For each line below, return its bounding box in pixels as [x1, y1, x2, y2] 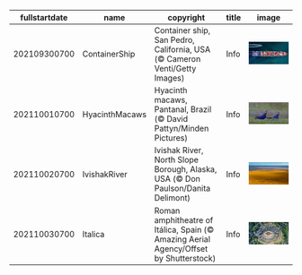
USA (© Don [154, 174, 200, 185]
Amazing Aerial [154, 234, 211, 245]
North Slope [154, 154, 200, 166]
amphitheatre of [154, 214, 214, 225]
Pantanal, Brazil [154, 104, 212, 115]
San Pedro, [154, 34, 195, 45]
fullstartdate [20, 12, 68, 22]
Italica [82, 229, 105, 239]
